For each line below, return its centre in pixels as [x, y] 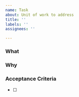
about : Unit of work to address [39, 15]
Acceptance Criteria [31, 79]
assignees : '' [20, 29]
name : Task [17, 10]
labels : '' [17, 24]
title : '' [16, 19]
